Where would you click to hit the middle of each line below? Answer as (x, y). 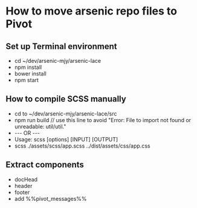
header (23, 186)
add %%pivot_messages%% (50, 198)
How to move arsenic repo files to (92, 11)
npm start (26, 80)
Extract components (45, 165)
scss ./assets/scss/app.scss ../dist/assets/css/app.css (82, 146)
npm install (28, 67)
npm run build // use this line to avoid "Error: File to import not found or (103, 120)
